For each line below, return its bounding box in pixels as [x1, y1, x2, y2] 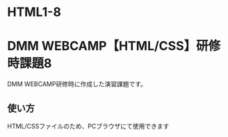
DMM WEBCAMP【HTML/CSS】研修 [7, 38, 221, 54]
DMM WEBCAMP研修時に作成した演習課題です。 [7, 80, 147, 88]
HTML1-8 [7, 4, 61, 20]
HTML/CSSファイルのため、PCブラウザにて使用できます [7, 122, 170, 130]
